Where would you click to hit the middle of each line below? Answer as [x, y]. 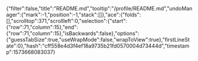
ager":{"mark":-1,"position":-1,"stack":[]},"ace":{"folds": [74, 15]
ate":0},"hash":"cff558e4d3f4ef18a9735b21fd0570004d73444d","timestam [98, 46]
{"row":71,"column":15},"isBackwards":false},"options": [73, 33]
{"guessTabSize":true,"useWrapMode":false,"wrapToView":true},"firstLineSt [98, 40]
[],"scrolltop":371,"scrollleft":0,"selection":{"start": [67, 21]
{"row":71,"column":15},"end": [42, 27]
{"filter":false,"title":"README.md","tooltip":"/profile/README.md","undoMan [99, 9]
